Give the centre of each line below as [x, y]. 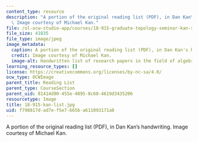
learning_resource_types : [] [42, 66]
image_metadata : [26, 45]
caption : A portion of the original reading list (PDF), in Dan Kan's [100, 50]
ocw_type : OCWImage [30, 77]
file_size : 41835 [27, 34]
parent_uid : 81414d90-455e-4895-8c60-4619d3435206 [70, 94]
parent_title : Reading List [41, 83]
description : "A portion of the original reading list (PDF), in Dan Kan [99, 17]
